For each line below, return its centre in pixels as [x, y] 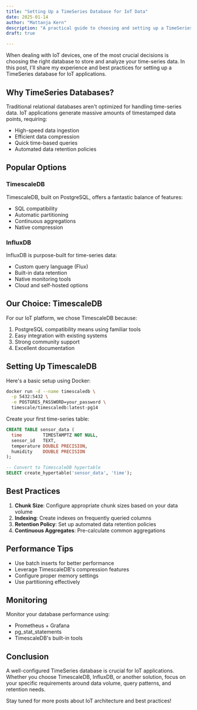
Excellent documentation [45, 348]
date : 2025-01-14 [27, 17]
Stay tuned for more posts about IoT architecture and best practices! [89, 701]
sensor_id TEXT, [34, 440]
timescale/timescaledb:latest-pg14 [55, 408]
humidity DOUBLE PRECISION [48, 452]
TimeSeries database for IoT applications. [56, 74]
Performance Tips [40, 549]
